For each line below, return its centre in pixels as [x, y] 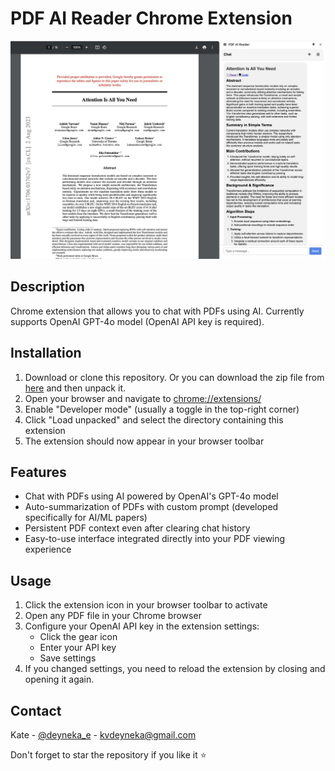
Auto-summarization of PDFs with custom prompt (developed [151, 507]
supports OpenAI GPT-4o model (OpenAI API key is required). [137, 321]
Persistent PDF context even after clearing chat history [137, 528]
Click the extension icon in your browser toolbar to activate [146, 605]
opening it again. [59, 679]
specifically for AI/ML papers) [86, 518]
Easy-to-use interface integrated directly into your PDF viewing [155, 539]
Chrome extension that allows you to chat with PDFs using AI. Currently [157, 311]
